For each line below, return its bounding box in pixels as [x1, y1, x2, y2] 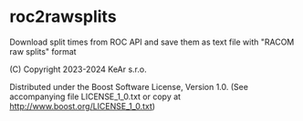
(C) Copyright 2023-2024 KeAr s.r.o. [9, 64, 148, 75]
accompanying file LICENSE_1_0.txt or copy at [9, 91, 181, 102]
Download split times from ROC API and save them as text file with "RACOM [9, 36, 295, 47]
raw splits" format [9, 45, 77, 56]
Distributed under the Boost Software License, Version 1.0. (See [9, 81, 249, 92]
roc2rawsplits [9, 6, 117, 27]
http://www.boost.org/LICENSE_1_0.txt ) [9, 100, 156, 111]
